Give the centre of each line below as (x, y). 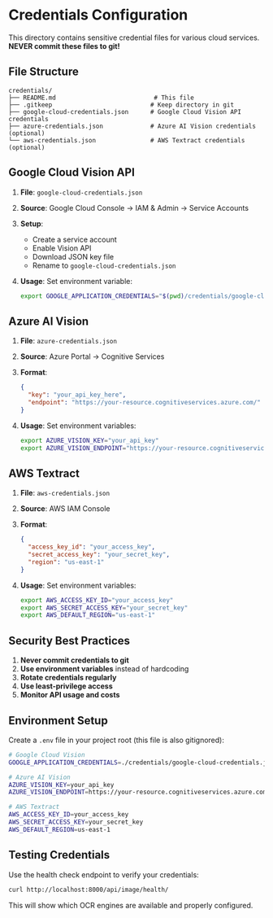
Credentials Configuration (98, 15)
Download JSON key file (73, 256)
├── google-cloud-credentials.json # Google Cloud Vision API (125, 111)
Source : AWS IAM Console (65, 509)
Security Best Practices (69, 640)
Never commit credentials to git (75, 660)
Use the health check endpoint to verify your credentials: (104, 874)
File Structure (43, 72)
